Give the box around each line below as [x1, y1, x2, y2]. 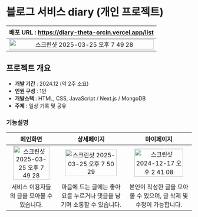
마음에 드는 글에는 [61, 183, 108, 191]
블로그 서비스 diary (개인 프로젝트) [6, 5, 164, 19]
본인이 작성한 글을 [129, 183, 176, 191]
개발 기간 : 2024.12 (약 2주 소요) [14, 80, 89, 87]
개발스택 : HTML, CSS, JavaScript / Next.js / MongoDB [14, 95, 146, 102]
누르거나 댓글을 [74, 192, 114, 200]
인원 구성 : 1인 [14, 87, 47, 95]
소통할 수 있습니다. [72, 200, 122, 209]
